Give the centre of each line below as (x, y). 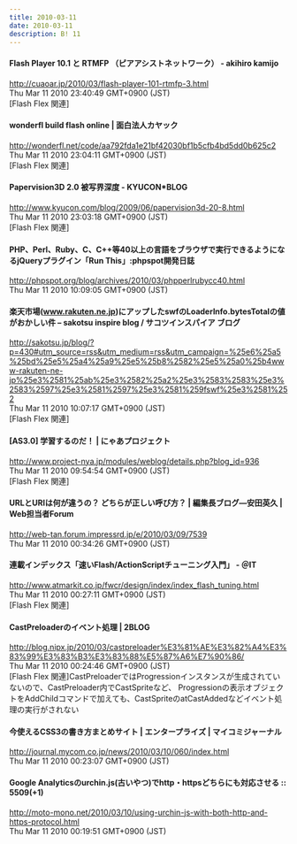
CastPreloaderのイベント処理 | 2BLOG (80, 627)
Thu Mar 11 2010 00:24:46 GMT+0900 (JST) (90, 666)
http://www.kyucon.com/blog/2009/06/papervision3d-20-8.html (127, 207)
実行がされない (52, 710)
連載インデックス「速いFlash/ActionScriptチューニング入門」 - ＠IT (133, 565)
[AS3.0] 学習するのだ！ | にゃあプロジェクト (90, 441)
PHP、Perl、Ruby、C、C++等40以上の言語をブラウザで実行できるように (143, 249)
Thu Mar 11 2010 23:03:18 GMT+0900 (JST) (89, 217)
